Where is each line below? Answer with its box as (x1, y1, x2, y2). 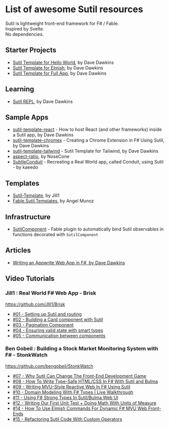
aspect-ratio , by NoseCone (12, 153, 70, 159)
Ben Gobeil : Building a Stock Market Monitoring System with (5, 345, 158, 352)
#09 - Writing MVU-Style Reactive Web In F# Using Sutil (12, 383, 130, 389)
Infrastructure (5, 212, 51, 221)
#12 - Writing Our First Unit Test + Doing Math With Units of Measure (12, 400, 156, 406)
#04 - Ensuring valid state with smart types (12, 327, 104, 333)
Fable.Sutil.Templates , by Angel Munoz (12, 198, 94, 204)
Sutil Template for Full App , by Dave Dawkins (12, 70, 107, 76)
